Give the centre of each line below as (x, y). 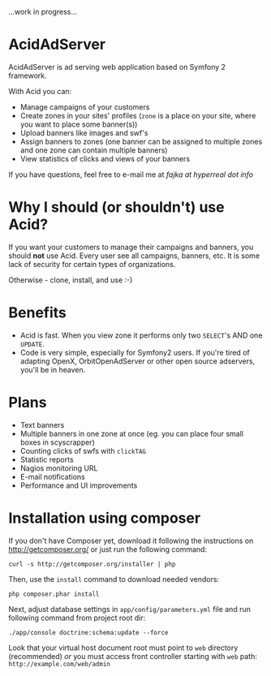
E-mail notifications (52, 476)
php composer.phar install (54, 594)
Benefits (38, 313)
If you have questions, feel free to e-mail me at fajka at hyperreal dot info (131, 174)
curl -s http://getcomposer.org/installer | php (92, 564)
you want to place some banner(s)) (79, 124)
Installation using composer (105, 518)
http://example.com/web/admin (60, 664)
